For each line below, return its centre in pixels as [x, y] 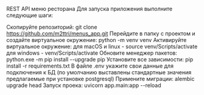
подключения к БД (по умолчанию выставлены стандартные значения [99, 72]
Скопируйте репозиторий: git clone [52, 27]
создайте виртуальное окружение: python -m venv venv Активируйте [97, 40]
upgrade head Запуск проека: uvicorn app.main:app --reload [84, 85]
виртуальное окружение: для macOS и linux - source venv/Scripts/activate [102, 46]
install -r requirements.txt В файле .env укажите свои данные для [90, 66]
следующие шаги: [30, 15]
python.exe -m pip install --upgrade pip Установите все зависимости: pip [100, 59]
